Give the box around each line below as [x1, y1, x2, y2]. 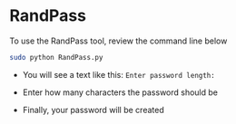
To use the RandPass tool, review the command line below [9, 35, 228, 46]
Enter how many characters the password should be [22, 87, 219, 98]
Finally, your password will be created [22, 104, 165, 115]
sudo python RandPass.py [9, 52, 103, 62]
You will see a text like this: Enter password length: [22, 69, 215, 80]
